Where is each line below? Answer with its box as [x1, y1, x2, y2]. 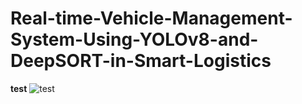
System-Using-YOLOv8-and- [10, 28, 259, 51]
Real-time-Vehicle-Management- [10, 7, 293, 30]
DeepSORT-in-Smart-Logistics [10, 50, 272, 72]
